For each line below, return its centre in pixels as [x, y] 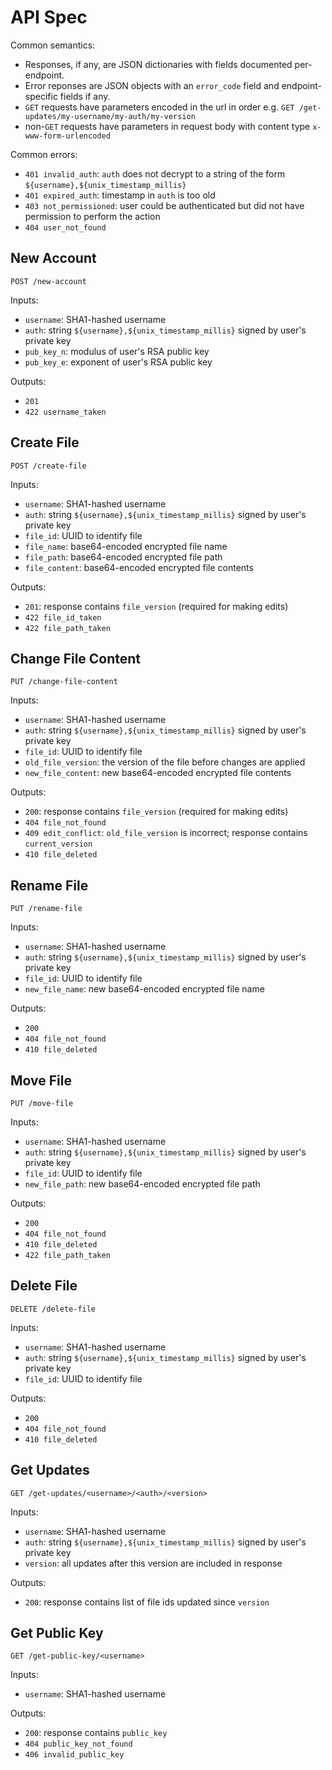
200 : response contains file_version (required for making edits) [156, 812]
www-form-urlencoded [67, 136]
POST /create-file [48, 466]
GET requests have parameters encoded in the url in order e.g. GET [159, 107]
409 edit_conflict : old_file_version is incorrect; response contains [166, 833]
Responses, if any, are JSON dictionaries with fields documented [158, 64]
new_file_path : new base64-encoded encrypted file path [142, 1184]
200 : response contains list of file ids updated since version [147, 1602]
